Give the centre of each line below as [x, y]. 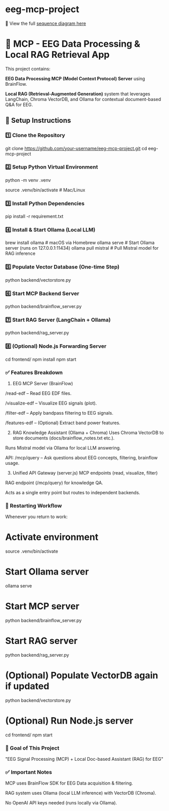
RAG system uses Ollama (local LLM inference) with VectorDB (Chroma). [81, 793]
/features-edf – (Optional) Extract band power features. [63, 423]
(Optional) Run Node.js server [69, 721]
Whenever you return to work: [36, 517]
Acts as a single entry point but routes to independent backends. [73, 492]
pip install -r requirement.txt [34, 216]
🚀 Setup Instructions [38, 121]
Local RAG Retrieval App [57, 55]
